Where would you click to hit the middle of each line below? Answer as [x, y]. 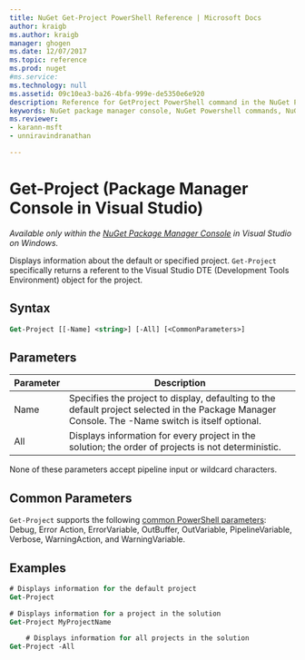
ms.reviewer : [34, 119]
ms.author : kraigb [44, 34]
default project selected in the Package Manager [172, 409]
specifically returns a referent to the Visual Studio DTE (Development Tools [149, 270]
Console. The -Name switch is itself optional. [165, 421]
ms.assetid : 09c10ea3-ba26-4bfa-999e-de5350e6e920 [107, 94]
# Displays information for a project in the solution [115, 614]
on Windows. [34, 242]
